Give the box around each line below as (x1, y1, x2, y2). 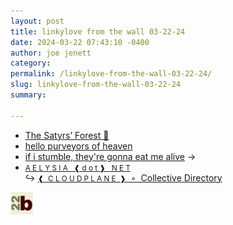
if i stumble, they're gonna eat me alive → (24, 150, 197, 162)
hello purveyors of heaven (24, 140, 133, 152)
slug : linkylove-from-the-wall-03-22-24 (10, 80, 182, 90)
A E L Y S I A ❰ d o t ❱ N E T (24, 163, 131, 173)
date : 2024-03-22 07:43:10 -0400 (10, 37, 150, 47)
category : (10, 58, 52, 69)
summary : (10, 90, 47, 100)
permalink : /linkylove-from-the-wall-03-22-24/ (10, 69, 213, 79)
